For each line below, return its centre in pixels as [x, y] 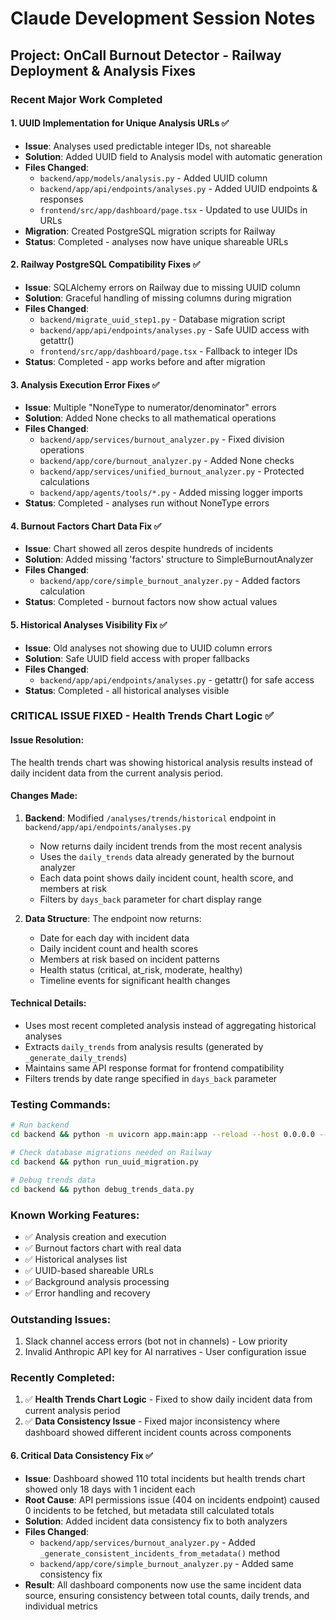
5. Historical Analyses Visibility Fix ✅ [89, 624]
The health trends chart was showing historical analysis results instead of [161, 762]
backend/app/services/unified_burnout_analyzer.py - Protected [172, 471]
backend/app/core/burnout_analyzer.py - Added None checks [167, 461]
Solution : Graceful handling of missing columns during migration [158, 298]
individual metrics [61, 1606]
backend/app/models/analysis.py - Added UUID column [153, 178]
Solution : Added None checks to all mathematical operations [150, 418]
